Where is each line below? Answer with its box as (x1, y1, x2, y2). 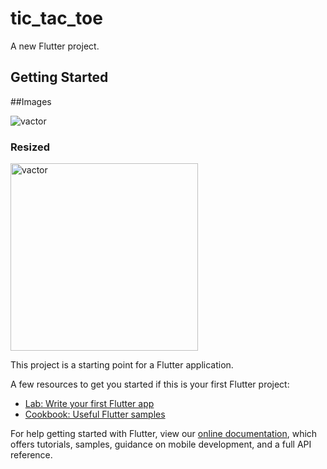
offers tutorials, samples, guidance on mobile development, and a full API (10, 438, 312, 451)
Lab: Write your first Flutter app (24, 398, 155, 410)
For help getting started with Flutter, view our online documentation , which (10, 428, 318, 440)
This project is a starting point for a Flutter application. (10, 359, 234, 371)
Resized (10, 140, 50, 154)
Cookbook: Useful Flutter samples (24, 408, 166, 421)
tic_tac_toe (10, 7, 103, 30)
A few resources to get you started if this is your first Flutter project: (10, 378, 290, 391)
